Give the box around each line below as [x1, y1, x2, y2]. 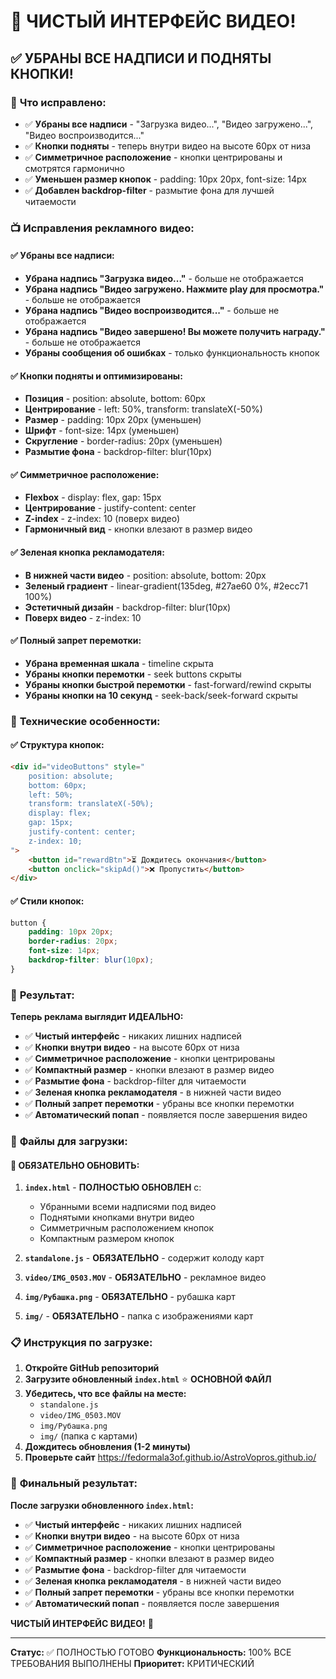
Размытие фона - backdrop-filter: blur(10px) [24, 446, 213, 458]
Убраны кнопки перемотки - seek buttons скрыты [24, 668, 242, 680]
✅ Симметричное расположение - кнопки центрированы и [24, 151, 283, 163]
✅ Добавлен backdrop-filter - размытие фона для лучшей [24, 184, 275, 196]
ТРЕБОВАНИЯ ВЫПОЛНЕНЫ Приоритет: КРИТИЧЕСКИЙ [10, 1657, 255, 1669]
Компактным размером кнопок [39, 1233, 175, 1245]
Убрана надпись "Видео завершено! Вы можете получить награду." [24, 326, 326, 337]
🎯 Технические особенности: [10, 714, 161, 728]
